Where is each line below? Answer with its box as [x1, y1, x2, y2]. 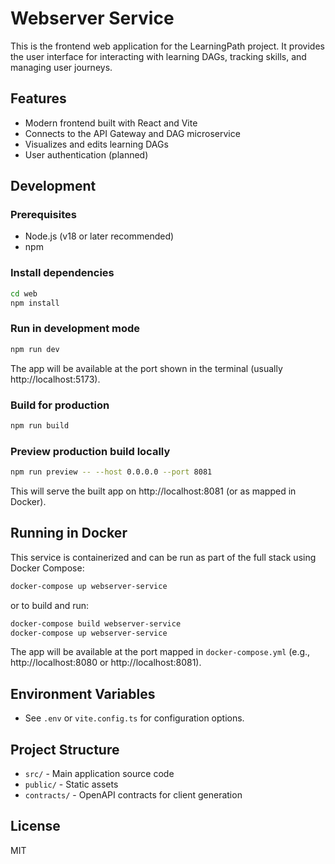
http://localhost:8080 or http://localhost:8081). [10, 657, 202, 669]
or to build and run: [10, 599, 90, 611]
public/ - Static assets [24, 778, 119, 791]
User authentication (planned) [24, 148, 149, 161]
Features [10, 90, 67, 107]
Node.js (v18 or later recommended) [24, 230, 175, 242]
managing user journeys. [10, 61, 113, 73]
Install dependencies [10, 266, 115, 280]
